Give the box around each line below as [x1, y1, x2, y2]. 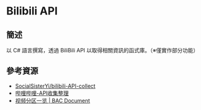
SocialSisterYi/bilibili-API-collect [15, 82, 96, 90]
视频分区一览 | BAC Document [15, 97, 90, 104]
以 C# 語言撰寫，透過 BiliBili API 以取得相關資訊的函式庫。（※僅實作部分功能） [6, 47, 199, 53]
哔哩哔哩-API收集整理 [15, 89, 69, 97]
